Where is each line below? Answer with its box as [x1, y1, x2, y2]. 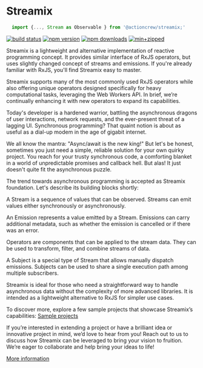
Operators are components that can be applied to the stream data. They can [6, 238, 196, 246]
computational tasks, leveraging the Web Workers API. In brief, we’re [6, 91, 178, 98]
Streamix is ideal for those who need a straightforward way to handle [6, 281, 179, 288]
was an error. [6, 226, 39, 234]
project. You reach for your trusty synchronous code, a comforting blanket [6, 153, 192, 160]
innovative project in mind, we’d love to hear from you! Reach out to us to [6, 330, 189, 337]
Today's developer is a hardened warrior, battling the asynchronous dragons [6, 109, 198, 116]
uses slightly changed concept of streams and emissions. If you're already [6, 59, 192, 67]
